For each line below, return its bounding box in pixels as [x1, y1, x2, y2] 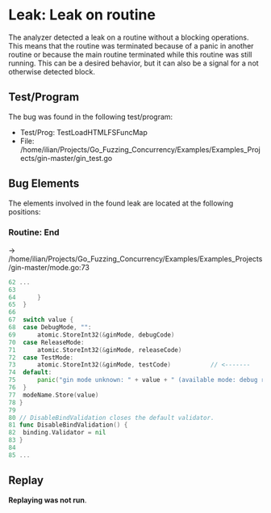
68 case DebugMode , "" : [8, 324, 92, 332]
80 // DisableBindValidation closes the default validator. [8, 413, 215, 422]
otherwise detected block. [8, 66, 95, 76]
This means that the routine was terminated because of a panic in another [8, 40, 254, 50]
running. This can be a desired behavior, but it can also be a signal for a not [8, 58, 260, 68]
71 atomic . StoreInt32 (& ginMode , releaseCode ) [8, 346, 182, 354]
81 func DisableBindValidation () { [8, 421, 128, 430]
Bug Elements [8, 176, 80, 191]
